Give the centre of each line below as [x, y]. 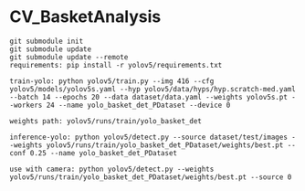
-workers [26, 105]
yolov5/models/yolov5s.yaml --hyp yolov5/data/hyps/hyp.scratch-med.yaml [153, 89]
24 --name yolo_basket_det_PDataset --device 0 [138, 105]
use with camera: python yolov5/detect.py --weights [112, 169]
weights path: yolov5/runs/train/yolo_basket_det [106, 121]
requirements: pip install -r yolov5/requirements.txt [116, 65]
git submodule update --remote [69, 57]
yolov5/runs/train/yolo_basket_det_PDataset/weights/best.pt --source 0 [151, 177]
